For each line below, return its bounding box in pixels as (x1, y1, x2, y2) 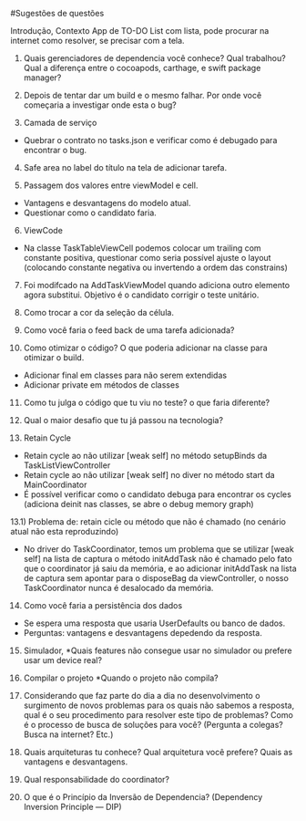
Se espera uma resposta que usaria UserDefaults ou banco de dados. (23, 618, 286, 629)
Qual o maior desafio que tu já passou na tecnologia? (23, 415, 224, 425)
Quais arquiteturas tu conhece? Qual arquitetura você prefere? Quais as (23, 747, 293, 757)
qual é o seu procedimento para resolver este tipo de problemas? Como (23, 710, 294, 720)
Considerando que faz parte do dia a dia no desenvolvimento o (23, 691, 260, 701)
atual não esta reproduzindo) (10, 526, 119, 536)
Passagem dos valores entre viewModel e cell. (23, 180, 199, 191)
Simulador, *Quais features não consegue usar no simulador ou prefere (23, 645, 292, 656)
